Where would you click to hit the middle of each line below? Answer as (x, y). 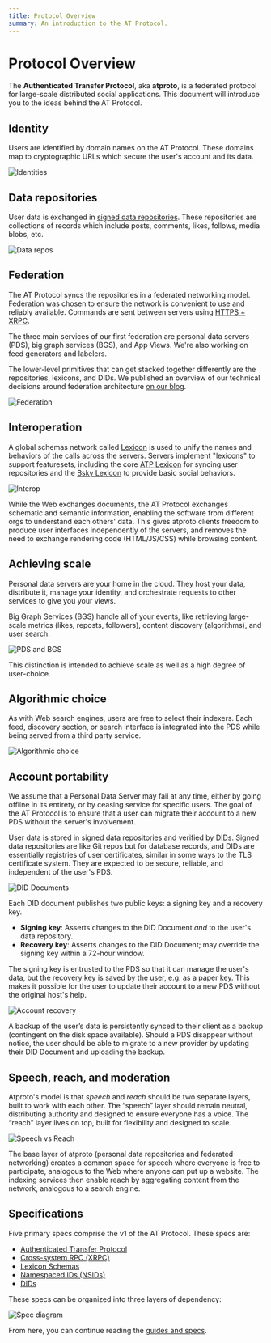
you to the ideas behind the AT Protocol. (76, 103)
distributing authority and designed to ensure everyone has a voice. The (129, 1114)
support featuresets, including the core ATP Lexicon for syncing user (123, 464)
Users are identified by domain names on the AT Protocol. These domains (131, 148)
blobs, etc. (26, 235)
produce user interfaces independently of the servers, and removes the (127, 530)
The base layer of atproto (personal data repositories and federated (121, 1154)
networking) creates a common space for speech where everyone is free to (134, 1163)
